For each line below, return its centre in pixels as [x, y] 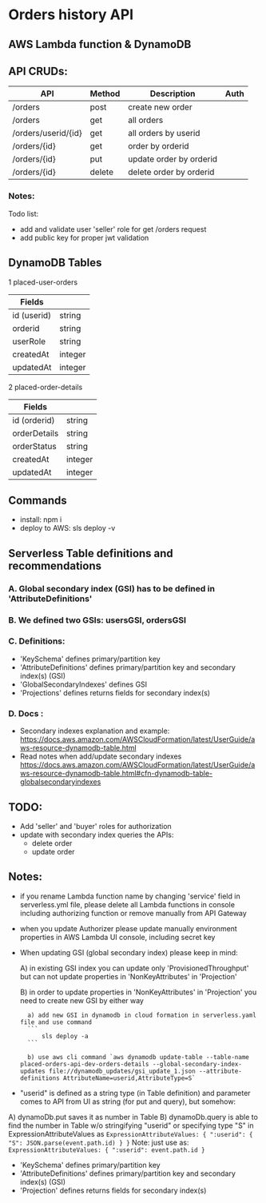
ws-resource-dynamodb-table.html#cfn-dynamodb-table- [116, 774]
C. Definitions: [37, 641]
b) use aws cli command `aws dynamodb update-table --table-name [138, 1057]
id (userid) [32, 315]
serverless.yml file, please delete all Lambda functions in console [127, 904]
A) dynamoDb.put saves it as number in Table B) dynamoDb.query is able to [133, 1117]
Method [105, 94]
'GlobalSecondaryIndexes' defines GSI [83, 684]
